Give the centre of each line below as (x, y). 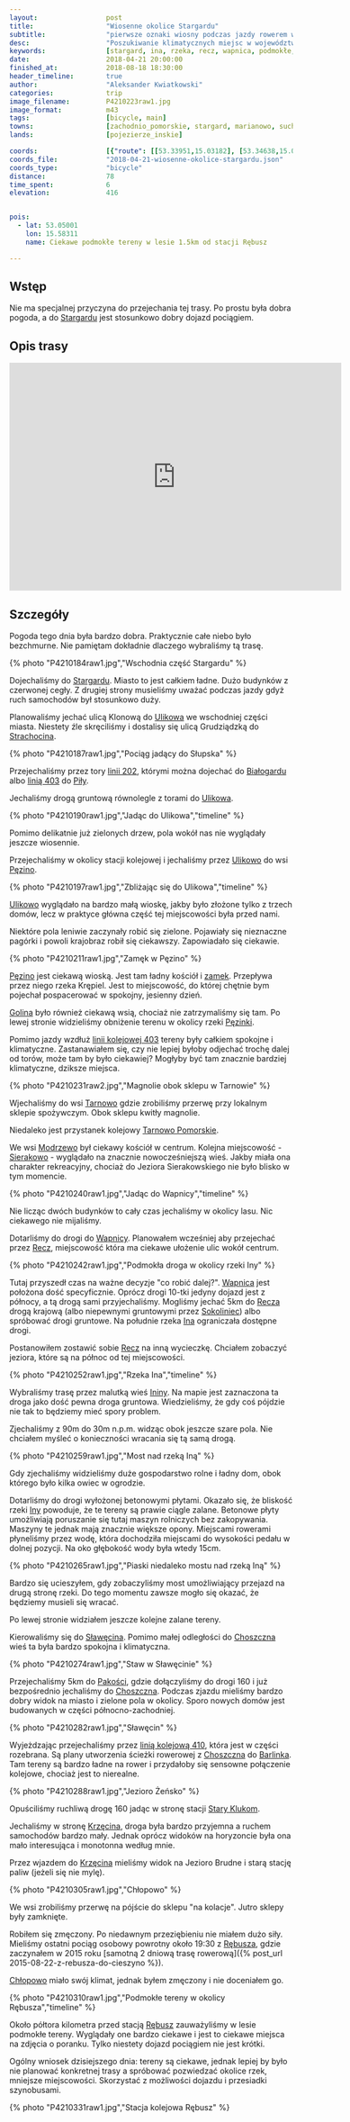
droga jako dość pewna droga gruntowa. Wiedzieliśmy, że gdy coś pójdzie (147, 1402)
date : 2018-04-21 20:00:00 (96, 59)
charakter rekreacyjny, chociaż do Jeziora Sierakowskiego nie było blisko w (149, 1167)
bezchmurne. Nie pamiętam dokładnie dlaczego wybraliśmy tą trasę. (136, 646)
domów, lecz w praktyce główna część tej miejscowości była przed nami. (145, 914)
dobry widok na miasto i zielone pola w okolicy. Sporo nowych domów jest (147, 1701)
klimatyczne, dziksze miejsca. (64, 1069)
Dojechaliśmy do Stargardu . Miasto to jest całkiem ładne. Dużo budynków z (149, 681)
